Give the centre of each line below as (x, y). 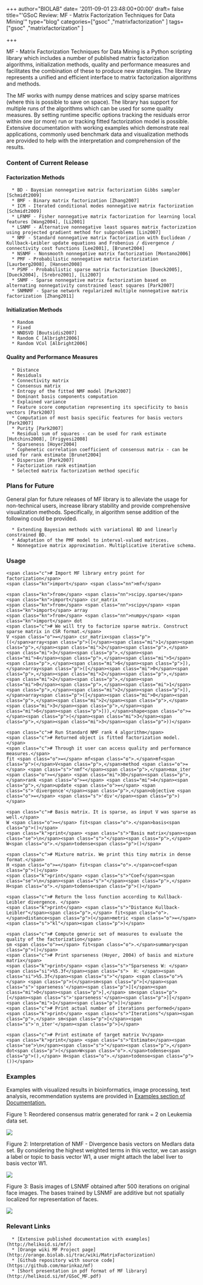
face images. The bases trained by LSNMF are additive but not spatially (95, 1193)
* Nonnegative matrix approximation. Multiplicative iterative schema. (104, 545)
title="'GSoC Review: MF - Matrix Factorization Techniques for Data (91, 15)
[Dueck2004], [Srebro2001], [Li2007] (54, 275)
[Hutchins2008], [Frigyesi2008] (47, 439)
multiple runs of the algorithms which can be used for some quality (90, 108)
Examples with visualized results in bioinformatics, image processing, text (98, 1090)
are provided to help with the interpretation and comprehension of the (93, 141)
